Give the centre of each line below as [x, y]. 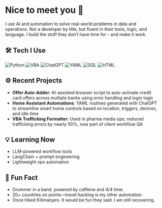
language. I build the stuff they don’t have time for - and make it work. [76, 34]
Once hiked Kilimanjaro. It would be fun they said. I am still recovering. [83, 200]
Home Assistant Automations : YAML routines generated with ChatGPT [85, 103]
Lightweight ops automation [40, 162]
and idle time [25, 113]
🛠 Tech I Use [25, 51]
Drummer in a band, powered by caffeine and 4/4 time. [68, 190]
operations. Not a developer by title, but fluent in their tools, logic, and [76, 29]
